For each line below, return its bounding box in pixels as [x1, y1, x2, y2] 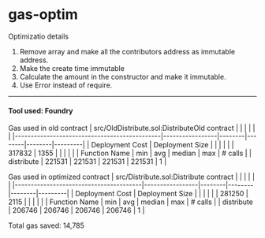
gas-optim [8, 6, 78, 24]
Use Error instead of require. [19, 80, 113, 90]
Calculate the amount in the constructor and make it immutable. [19, 72, 226, 81]
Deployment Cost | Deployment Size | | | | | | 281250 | [74, 189, 248, 199]
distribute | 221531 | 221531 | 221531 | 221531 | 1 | [8, 157, 167, 166]
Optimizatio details [8, 32, 69, 41]
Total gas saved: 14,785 [8, 221, 85, 230]
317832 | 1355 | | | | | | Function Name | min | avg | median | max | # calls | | [8, 148, 252, 158]
